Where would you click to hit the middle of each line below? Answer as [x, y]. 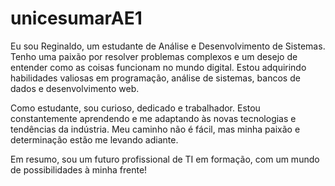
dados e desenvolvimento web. [75, 88]
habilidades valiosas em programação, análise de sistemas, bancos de [155, 78]
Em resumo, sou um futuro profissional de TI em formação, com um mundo [165, 159]
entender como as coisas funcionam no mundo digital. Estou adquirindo [158, 67]
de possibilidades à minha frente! [79, 169]
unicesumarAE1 [76, 18]
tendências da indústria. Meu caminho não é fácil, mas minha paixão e [155, 129]
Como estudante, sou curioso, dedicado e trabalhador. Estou [135, 108]
